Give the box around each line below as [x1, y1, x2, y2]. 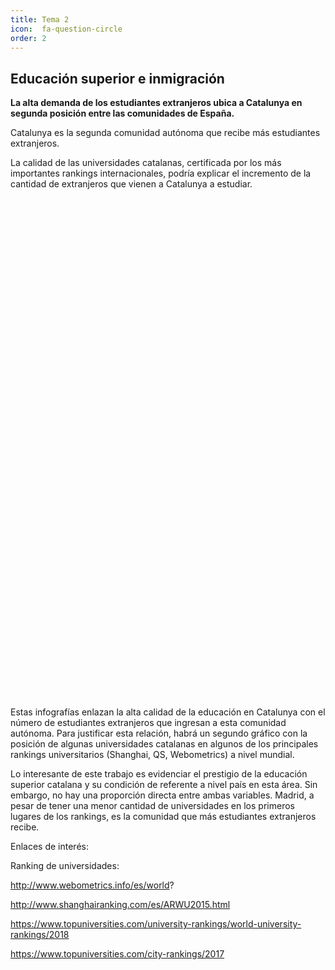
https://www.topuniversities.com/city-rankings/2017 [10, 948, 225, 960]
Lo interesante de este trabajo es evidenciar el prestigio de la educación [10, 768, 308, 780]
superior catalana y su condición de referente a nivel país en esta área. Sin [10, 779, 318, 791]
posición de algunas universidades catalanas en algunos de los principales [10, 738, 319, 750]
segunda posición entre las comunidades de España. [10, 107, 235, 120]
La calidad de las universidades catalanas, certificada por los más [10, 157, 282, 169]
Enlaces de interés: [10, 841, 89, 853]
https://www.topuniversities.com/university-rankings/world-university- [10, 918, 302, 930]
